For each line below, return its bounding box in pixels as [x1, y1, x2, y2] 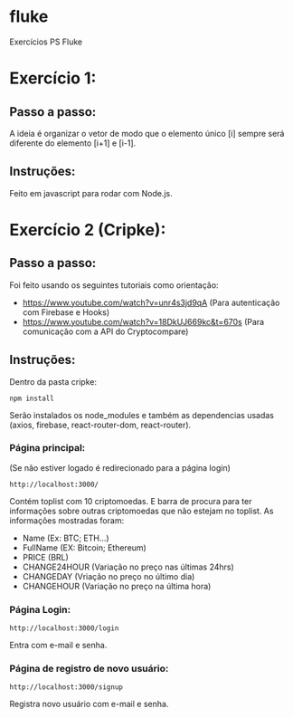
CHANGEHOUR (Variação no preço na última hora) [22, 580, 212, 591]
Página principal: [9, 442, 86, 455]
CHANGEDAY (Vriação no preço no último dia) [22, 570, 195, 581]
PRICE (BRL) [22, 551, 70, 562]
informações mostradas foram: [9, 514, 125, 526]
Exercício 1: [9, 68, 97, 89]
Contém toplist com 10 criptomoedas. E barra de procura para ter [9, 495, 252, 506]
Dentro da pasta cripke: [9, 376, 98, 387]
